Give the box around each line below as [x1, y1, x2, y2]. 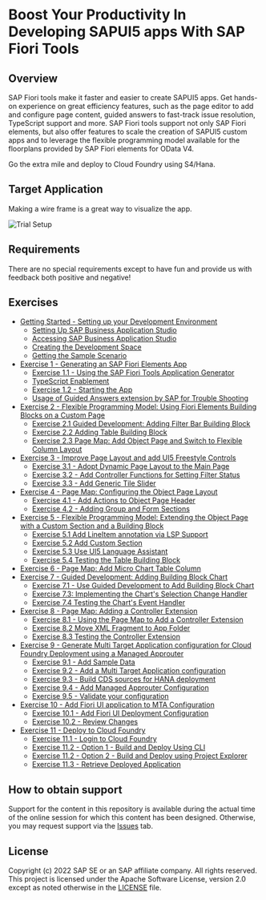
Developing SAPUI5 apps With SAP [8, 22, 246, 41]
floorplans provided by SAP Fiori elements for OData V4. [8, 144, 195, 153]
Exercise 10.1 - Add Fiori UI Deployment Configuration [31, 708, 209, 718]
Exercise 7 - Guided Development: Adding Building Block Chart [19, 572, 228, 582]
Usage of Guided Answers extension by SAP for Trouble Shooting [31, 393, 249, 403]
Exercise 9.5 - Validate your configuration [31, 692, 170, 701]
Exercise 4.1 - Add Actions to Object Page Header [31, 495, 196, 506]
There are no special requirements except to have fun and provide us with [8, 264, 252, 273]
